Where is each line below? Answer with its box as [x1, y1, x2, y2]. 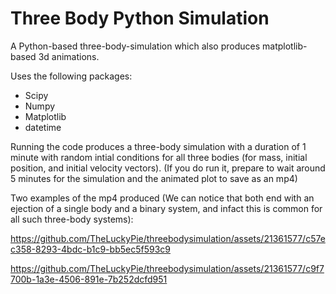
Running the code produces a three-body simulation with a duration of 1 [10, 140, 307, 152]
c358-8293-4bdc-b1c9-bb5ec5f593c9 [10, 243, 171, 255]
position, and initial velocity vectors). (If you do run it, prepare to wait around [10, 162, 326, 174]
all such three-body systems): [10, 213, 134, 225]
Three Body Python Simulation [10, 7, 270, 30]
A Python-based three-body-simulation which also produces [10, 40, 261, 52]
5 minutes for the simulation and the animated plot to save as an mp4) [10, 172, 298, 184]
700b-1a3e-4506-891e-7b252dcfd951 [10, 273, 168, 285]
